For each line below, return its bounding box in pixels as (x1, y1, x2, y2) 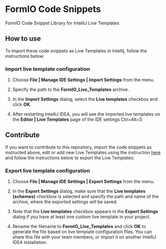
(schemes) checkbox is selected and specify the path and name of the (12, 194, 159, 200)
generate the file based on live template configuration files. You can (12, 229, 152, 235)
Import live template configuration (5, 65, 90, 72)
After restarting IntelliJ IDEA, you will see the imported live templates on (12, 111, 160, 117)
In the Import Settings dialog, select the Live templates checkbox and (12, 96, 158, 102)
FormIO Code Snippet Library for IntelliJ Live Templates (5, 20, 119, 26)
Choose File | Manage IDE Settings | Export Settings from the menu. (12, 179, 155, 185)
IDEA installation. (12, 240, 47, 246)
